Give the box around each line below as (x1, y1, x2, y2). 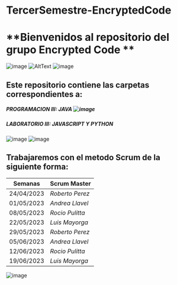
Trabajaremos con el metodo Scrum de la (6, 153, 161, 163)
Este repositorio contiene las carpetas (6, 80, 150, 90)
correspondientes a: (6, 89, 83, 99)
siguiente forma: (6, 162, 69, 172)
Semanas (13, 179, 40, 187)
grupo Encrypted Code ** (6, 43, 135, 57)
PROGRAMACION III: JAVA (6, 106, 73, 113)
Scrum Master (50, 179, 91, 187)
